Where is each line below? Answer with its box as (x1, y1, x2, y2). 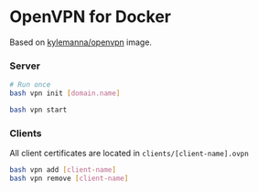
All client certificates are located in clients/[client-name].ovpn (9, 148, 249, 159)
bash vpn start (9, 105, 68, 114)
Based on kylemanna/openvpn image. (9, 37, 153, 48)
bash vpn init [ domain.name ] (9, 89, 121, 98)
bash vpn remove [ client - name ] (9, 174, 129, 184)
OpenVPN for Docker (9, 6, 172, 27)
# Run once (9, 80, 51, 90)
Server (9, 59, 41, 72)
